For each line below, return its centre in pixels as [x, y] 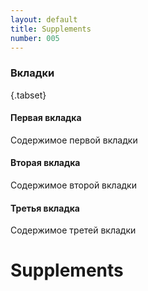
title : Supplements [51, 29]
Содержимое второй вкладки [73, 185]
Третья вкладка [45, 208]
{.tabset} [28, 95]
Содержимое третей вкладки [73, 230]
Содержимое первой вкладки [74, 140]
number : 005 [35, 38]
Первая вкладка [46, 118]
